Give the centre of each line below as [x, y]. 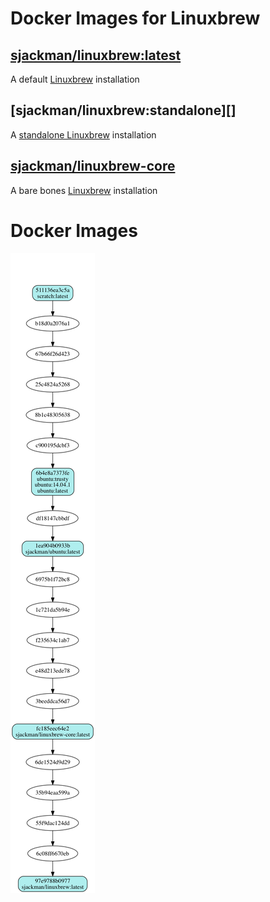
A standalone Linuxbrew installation [83, 134]
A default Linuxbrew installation [75, 79]
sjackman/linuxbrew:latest [96, 55]
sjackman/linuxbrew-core [93, 166]
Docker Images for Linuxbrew [135, 18]
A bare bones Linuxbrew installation [84, 190]
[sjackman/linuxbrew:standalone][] [123, 110]
